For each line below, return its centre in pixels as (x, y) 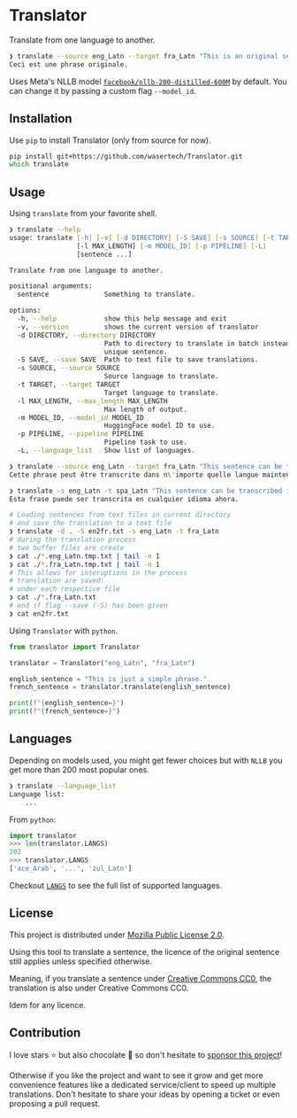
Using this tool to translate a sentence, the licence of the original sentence (145, 951)
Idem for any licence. (48, 1005)
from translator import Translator (75, 647)
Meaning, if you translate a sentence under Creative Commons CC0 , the (141, 978)
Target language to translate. (161, 392)
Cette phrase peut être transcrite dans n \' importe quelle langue (134, 475)
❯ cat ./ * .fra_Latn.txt (53, 598)
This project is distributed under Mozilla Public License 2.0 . (117, 935)
